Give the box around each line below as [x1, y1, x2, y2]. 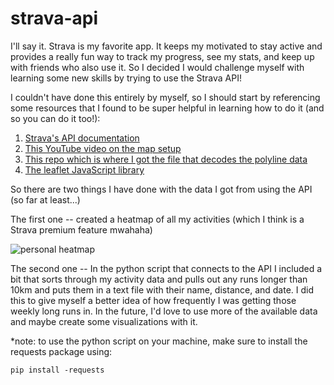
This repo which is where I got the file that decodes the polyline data [24, 153, 308, 165]
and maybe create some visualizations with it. [10, 315, 198, 327]
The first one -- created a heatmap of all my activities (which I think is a [10, 213, 305, 225]
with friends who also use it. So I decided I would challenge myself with [10, 61, 305, 73]
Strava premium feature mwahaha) [10, 223, 153, 236]
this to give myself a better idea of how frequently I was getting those [10, 294, 297, 306]
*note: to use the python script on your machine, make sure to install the [10, 335, 308, 347]
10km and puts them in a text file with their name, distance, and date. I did [10, 283, 315, 296]
